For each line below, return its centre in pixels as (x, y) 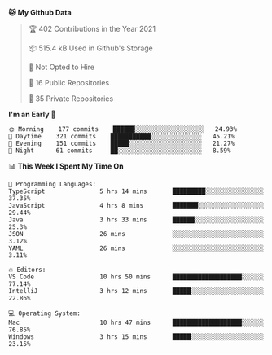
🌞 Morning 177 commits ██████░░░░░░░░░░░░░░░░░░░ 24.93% (123, 129)
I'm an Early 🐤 (32, 114)
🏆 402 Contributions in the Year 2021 (92, 29)
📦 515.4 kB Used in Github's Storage (90, 48)
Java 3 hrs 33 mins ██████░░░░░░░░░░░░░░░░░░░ (136, 220)
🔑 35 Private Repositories (71, 99)
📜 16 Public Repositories (69, 83)
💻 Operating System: (45, 313)
